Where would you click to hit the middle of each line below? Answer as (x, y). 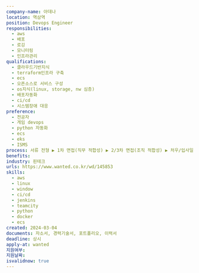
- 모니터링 (23, 51)
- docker (22, 217)
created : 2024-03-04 (32, 228)
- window (22, 189)
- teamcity (25, 206)
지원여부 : (16, 250)
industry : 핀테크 (26, 162)
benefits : (18, 156)
